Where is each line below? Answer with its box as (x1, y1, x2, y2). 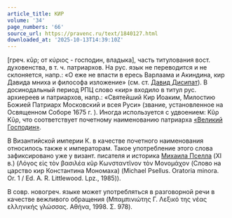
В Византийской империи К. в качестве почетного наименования (7, 136, 204, 145)
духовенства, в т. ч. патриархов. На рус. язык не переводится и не (7, 63, 207, 72)
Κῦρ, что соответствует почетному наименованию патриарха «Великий (7, 115, 223, 124)
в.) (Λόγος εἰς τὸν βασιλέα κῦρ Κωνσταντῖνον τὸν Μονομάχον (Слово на (7, 159, 221, 167)
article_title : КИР (7, 10, 64, 18)
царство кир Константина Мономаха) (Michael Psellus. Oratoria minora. (7, 167, 219, 175)
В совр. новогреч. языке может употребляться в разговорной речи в (7, 188, 215, 196)
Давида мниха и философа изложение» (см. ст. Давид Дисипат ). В (7, 78, 208, 86)
